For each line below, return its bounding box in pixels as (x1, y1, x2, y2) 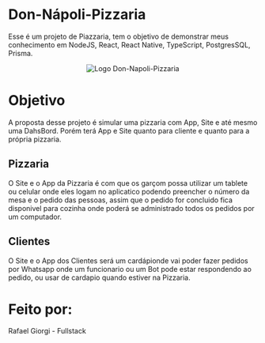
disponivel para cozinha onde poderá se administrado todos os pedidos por (8, 203, 255, 213)
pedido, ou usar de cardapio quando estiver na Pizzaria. (8, 273, 191, 282)
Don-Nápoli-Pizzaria (8, 6, 146, 24)
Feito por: (8, 300, 73, 318)
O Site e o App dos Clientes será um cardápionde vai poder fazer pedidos (8, 255, 248, 266)
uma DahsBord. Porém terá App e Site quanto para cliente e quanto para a (8, 126, 250, 135)
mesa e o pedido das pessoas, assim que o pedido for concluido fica (8, 195, 233, 205)
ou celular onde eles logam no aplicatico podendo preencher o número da (8, 187, 250, 196)
